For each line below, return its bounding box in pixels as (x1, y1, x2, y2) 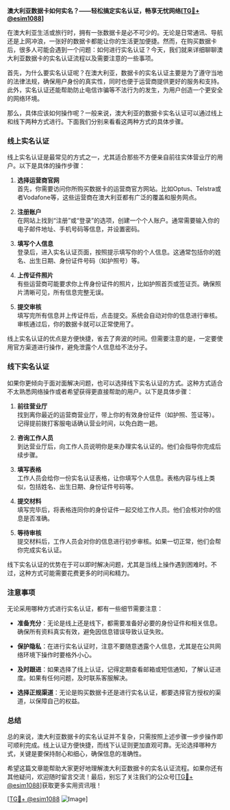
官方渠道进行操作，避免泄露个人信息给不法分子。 (12, 343, 151, 351)
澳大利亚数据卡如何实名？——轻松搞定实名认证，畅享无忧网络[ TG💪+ (7, 7, 200, 14)
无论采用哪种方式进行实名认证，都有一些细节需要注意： (7, 604, 163, 612)
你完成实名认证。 (16, 546, 66, 554)
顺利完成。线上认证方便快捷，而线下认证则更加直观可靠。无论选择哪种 (12, 741, 211, 749)
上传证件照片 (16, 271, 53, 279)
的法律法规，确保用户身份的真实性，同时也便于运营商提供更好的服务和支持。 (7, 77, 223, 85)
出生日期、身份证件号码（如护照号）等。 (29, 257, 144, 265)
